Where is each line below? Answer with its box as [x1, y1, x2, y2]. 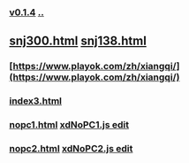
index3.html [9, 95, 63, 107]
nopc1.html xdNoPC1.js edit [9, 119, 130, 131]
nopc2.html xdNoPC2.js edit [9, 143, 133, 154]
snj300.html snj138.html [9, 34, 147, 49]
